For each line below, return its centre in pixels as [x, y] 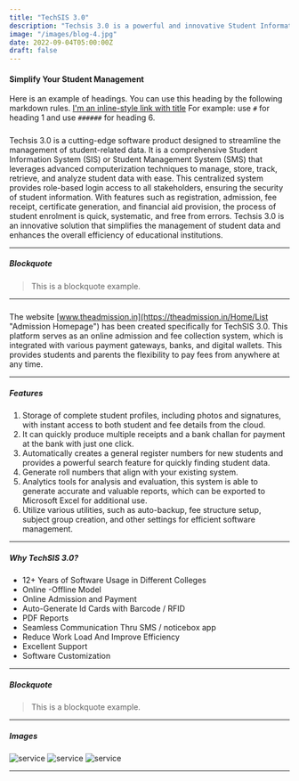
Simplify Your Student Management [77, 79]
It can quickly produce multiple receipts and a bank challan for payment [154, 435]
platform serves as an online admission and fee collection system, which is [146, 336]
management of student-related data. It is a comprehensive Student [133, 150]
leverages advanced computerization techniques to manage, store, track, [143, 168]
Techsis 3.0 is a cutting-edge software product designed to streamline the [145, 140]
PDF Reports [45, 618]
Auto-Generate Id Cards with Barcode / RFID [103, 608]
